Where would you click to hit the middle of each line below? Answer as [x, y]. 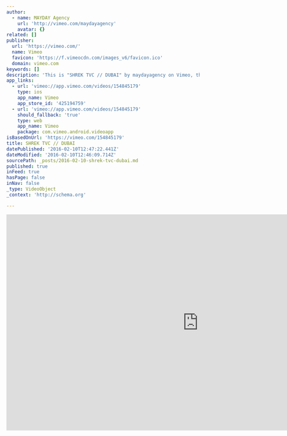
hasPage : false [26, 178]
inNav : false [23, 184]
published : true [27, 166]
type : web [30, 120]
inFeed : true [23, 172]
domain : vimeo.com [36, 63]
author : [16, 12]
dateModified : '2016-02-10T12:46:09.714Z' [61, 155]
